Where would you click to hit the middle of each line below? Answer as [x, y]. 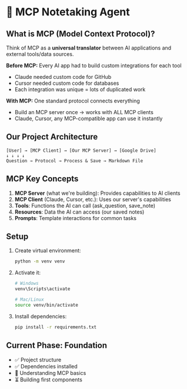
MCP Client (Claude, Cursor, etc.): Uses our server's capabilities [93, 199]
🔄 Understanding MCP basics [50, 373]
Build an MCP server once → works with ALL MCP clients [84, 112]
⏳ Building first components [48, 380]
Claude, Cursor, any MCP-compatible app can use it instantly [89, 118]
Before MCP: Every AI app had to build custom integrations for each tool [94, 65]
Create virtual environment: [48, 251]
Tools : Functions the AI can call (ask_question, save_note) [85, 205]
